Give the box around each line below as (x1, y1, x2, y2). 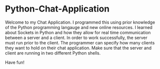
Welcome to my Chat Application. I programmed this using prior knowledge (5, 19, 155, 25)
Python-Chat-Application (5, 3, 110, 14)
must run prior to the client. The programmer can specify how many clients (5, 40, 155, 45)
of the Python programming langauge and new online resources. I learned (5, 24, 153, 30)
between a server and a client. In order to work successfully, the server (5, 35, 148, 41)
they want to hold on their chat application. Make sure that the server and (5, 45, 152, 51)
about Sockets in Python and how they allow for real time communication (5, 29, 151, 35)
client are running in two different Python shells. (5, 50, 101, 56)
